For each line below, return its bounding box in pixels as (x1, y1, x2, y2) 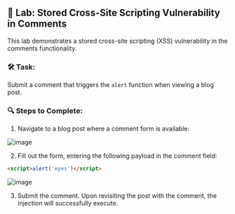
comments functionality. (7, 44, 77, 53)
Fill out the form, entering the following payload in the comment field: (17, 152, 217, 160)
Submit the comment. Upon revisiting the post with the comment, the (17, 192, 217, 200)
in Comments (7, 18, 67, 30)
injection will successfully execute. (17, 199, 119, 208)
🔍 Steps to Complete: (7, 106, 83, 116)
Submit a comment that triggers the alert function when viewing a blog (7, 81, 214, 89)
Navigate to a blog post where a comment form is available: (17, 124, 189, 133)
